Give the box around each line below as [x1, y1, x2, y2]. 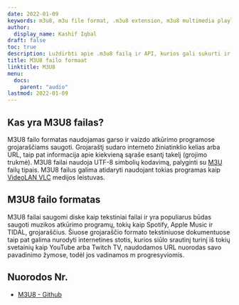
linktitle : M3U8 [7, 63, 55, 71]
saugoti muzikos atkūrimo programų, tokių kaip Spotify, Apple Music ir [7, 220, 213, 229]
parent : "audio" [20, 83, 69, 91]
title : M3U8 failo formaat [7, 57, 87, 64]
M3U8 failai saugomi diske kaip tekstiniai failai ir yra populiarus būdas [7, 212, 212, 221]
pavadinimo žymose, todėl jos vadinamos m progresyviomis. [7, 250, 185, 259]
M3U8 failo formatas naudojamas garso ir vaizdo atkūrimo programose [7, 135, 216, 143]
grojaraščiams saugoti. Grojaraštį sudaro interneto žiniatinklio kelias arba [7, 143, 221, 151]
